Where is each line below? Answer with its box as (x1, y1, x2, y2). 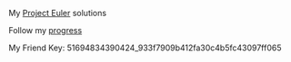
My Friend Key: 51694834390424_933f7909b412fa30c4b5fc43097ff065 (8, 42, 282, 53)
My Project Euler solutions (8, 8, 106, 18)
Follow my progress (8, 25, 83, 35)
